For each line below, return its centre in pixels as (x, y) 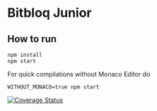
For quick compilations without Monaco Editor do (79, 74)
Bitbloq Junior (50, 13)
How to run (32, 39)
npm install (25, 55)
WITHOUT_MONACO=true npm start (53, 87)
